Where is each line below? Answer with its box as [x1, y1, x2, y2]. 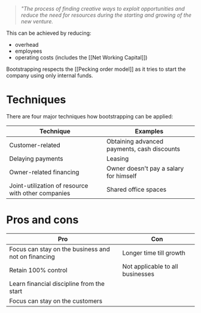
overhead [14, 41, 39, 48]
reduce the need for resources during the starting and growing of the [20, 11, 191, 19]
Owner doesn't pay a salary [106, 164, 184, 172]
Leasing [106, 154, 129, 163]
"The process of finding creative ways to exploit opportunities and [20, 5, 185, 12]
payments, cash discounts [106, 144, 181, 153]
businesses [122, 270, 154, 278]
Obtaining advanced [106, 137, 163, 145]
